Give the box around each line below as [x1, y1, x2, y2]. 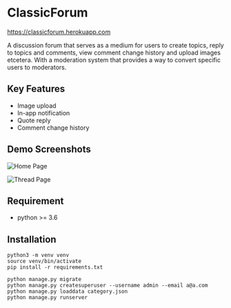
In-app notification [17, 108, 70, 117]
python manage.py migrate [7, 276, 81, 283]
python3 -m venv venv [7, 252, 70, 259]
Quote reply [17, 116, 51, 124]
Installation [7, 233, 57, 245]
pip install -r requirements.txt [7, 264, 103, 271]
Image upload [17, 102, 57, 110]
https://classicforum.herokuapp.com [7, 28, 111, 36]
